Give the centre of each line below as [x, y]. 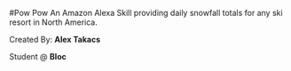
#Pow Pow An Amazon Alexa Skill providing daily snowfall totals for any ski [146, 13]
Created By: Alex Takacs [55, 39]
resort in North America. [53, 22]
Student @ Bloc [38, 56]
